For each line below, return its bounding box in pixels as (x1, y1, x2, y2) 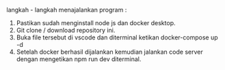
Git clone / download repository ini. (16, 27, 116, 34)
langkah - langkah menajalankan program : (6, 6, 127, 14)
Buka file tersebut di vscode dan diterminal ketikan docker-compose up (16, 33, 218, 41)
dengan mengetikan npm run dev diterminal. (16, 55, 142, 63)
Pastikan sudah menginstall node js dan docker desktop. (16, 19, 176, 27)
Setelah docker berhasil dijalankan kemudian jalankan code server (16, 48, 203, 56)
